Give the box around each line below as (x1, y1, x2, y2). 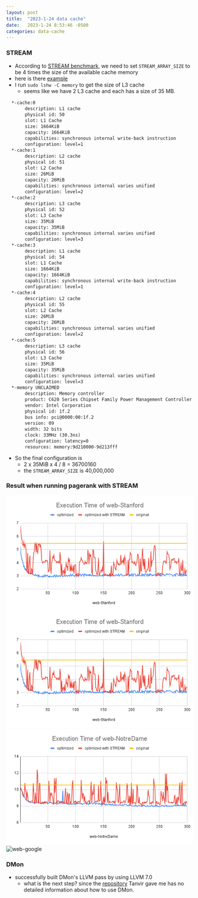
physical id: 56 (24, 349, 65, 355)
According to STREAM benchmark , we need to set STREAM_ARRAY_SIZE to (14, 62, 191, 69)
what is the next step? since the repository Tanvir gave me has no (23, 880, 184, 887)
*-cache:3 (11, 242, 36, 248)
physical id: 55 (24, 302, 65, 307)
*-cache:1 (11, 147, 36, 153)
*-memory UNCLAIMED (11, 385, 60, 391)
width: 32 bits (24, 426, 62, 432)
